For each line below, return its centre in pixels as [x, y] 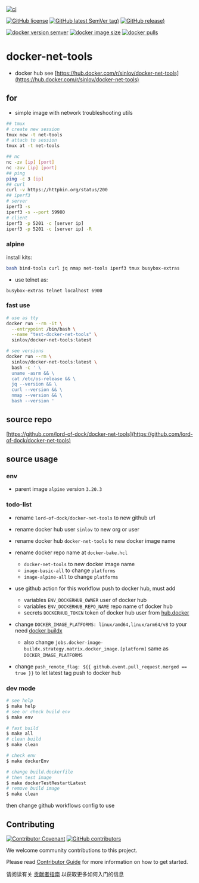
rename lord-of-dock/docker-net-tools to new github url [85, 518]
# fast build [22, 728]
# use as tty [22, 318]
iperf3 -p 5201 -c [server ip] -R [49, 229]
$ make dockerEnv [28, 761]
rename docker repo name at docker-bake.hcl [71, 552]
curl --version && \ [37, 390]
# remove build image [33, 789]
